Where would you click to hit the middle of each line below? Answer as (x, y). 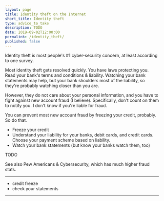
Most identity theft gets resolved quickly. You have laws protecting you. (77, 70)
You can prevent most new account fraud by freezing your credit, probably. (81, 115)
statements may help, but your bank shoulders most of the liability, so (75, 80)
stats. (10, 169)
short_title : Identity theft (35, 19)
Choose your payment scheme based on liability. (61, 140)
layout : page (18, 10)
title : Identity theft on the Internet (46, 14)
